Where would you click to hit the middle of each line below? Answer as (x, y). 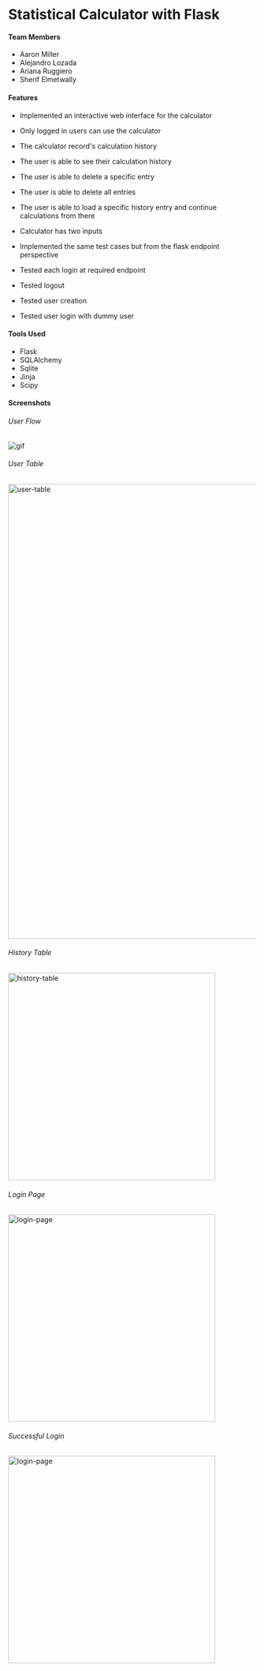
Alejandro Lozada (48, 63)
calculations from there (57, 216)
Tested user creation (53, 300)
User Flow (25, 421)
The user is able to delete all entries (78, 192)
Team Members (34, 36)
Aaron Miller (39, 55)
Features (23, 97)
